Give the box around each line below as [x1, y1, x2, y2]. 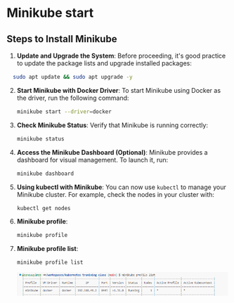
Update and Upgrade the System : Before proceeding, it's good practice [16, 51, 226, 60]
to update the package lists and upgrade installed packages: [16, 59, 193, 67]
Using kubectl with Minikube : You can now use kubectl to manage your [16, 183, 226, 191]
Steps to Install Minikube [6, 33, 117, 45]
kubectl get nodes [16, 205, 71, 212]
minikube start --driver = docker [16, 108, 112, 115]
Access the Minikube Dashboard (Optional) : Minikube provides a [16, 148, 208, 156]
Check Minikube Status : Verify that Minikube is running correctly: [16, 121, 209, 129]
